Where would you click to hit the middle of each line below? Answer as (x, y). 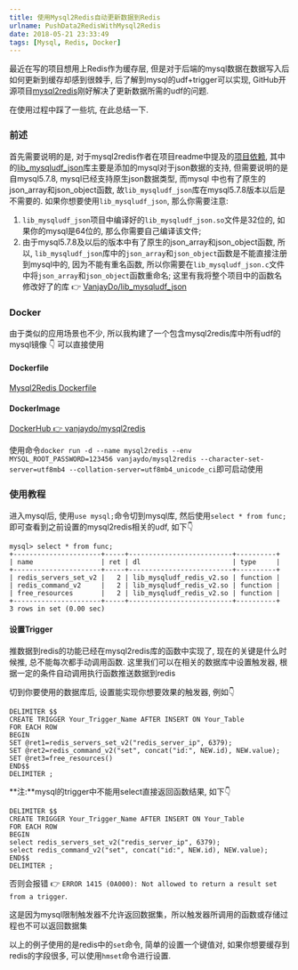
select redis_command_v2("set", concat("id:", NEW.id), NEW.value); (139, 850)
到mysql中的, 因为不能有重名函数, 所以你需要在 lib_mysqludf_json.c (145, 264)
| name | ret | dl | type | (145, 562)
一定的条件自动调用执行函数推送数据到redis (96, 673)
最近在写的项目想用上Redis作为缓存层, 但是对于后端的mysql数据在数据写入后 (149, 69)
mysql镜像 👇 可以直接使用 (57, 344)
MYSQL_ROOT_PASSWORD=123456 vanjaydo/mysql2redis (103, 459)
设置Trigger (31, 629)
